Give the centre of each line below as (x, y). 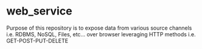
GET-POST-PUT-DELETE (37, 41)
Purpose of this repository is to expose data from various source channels (99, 28)
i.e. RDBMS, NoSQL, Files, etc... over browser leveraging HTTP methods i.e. (101, 34)
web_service (39, 11)
